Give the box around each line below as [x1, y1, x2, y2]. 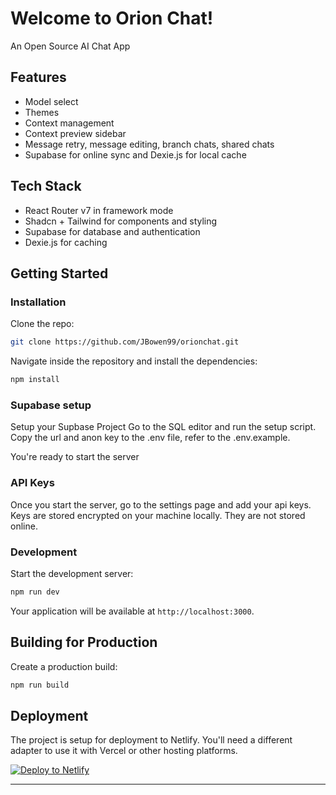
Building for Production [10, 634, 158, 651]
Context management [24, 117, 115, 129]
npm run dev [10, 587, 60, 597]
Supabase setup [10, 398, 92, 412]
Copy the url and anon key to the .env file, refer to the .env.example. [10, 432, 291, 444]
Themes [24, 106, 60, 118]
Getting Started [10, 265, 109, 282]
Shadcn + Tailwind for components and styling [24, 215, 218, 227]
